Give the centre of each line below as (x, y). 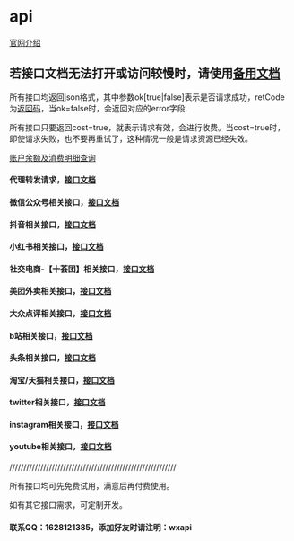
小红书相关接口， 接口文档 (56, 247)
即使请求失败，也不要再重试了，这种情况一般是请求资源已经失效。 (131, 138)
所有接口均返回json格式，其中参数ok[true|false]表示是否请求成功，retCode (147, 97)
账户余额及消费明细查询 (52, 157)
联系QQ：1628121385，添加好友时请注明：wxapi (101, 527)
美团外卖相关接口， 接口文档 (61, 291)
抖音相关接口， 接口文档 (52, 224)
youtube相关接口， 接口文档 (61, 447)
